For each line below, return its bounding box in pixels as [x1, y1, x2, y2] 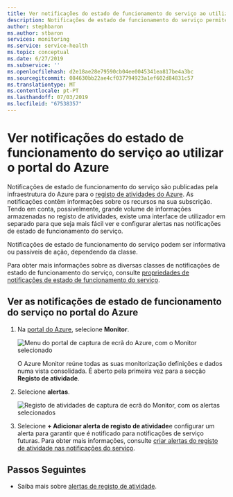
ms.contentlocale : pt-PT [7, 87, 79, 94]
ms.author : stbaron [7, 29, 64, 37]
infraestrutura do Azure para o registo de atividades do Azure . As [7, 190, 194, 198]
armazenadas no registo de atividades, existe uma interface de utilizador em [7, 212, 226, 220]
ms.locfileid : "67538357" [7, 101, 82, 107]
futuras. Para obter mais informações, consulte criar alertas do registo [17, 436, 218, 444]
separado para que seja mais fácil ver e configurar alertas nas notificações [7, 219, 221, 227]
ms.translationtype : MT [7, 81, 76, 88]
